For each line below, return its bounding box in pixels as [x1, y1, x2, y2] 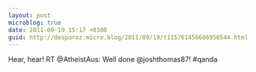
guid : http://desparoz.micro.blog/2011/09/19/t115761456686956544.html [8, 33, 248, 41]
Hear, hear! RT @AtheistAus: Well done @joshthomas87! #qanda [8, 55, 218, 64]
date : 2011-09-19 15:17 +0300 [8, 26, 108, 34]
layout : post [8, 11, 51, 20]
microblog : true [8, 19, 61, 27]
